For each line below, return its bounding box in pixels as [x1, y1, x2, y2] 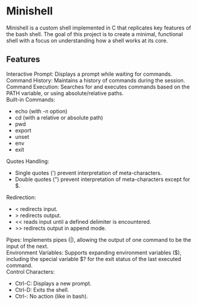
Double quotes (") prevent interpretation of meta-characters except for [14, 176, 190, 183]
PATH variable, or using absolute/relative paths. [6, 89, 124, 97]
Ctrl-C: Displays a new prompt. [14, 280, 92, 287]
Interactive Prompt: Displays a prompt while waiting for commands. [6, 70, 172, 78]
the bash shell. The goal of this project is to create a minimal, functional [6, 30, 183, 37]
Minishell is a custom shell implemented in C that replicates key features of [6, 24, 192, 31]
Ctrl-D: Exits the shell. [14, 286, 69, 293]
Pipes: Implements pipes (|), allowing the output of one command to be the [6, 236, 192, 243]
